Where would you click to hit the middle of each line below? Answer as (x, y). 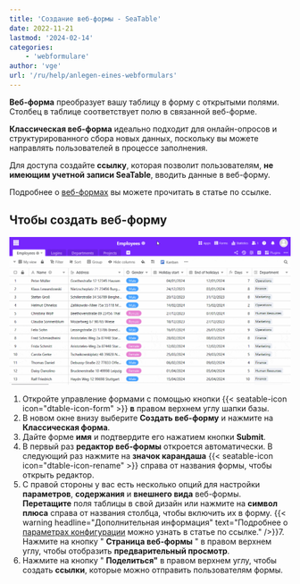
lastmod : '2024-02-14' (51, 38)
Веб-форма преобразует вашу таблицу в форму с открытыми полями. (144, 102)
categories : (31, 47)
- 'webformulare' (58, 57)
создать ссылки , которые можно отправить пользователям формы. (153, 570)
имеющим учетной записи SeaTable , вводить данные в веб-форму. (140, 174)
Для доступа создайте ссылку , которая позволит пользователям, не (142, 165)
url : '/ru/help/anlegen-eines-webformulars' (93, 76)
